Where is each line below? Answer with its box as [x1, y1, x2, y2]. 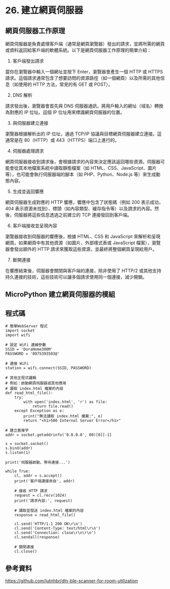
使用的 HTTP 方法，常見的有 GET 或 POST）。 [18, 82, 113, 87]
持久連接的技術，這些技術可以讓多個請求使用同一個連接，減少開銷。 [5, 274, 147, 280]
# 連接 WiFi [5, 361, 29, 366]
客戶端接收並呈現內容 [12, 223, 57, 229]
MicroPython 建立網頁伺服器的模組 [5, 290, 115, 299]
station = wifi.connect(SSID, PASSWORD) [5, 365, 92, 371]
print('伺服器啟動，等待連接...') [5, 460, 70, 465]
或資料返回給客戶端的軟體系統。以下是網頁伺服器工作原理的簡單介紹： [5, 47, 152, 53]
